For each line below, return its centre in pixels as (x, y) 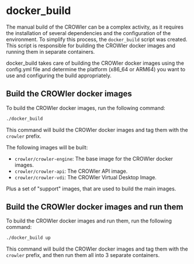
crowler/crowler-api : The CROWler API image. (71, 171)
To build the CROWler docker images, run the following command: (86, 108)
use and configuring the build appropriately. (59, 75)
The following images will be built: (47, 147)
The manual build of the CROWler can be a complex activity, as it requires (95, 27)
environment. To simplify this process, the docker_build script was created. (97, 39)
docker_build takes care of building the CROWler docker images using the (95, 63)
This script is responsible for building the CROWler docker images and (91, 46)
